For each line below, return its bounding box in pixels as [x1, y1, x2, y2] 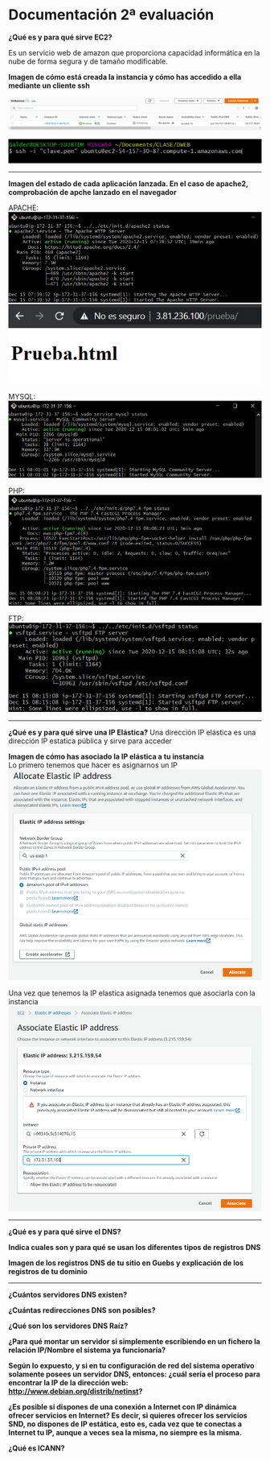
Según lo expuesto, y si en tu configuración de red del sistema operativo [8, 1360, 255, 1370]
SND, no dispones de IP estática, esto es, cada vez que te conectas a [8, 1419, 243, 1429]
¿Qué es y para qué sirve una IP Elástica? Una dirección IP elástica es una [8, 727, 256, 737]
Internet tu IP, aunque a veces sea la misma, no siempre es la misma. [8, 1427, 243, 1437]
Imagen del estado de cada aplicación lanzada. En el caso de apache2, [8, 179, 249, 188]
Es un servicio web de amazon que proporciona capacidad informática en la [8, 48, 260, 57]
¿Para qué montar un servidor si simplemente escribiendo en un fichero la [8, 1336, 261, 1346]
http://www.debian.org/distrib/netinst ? [8, 1386, 143, 1396]
